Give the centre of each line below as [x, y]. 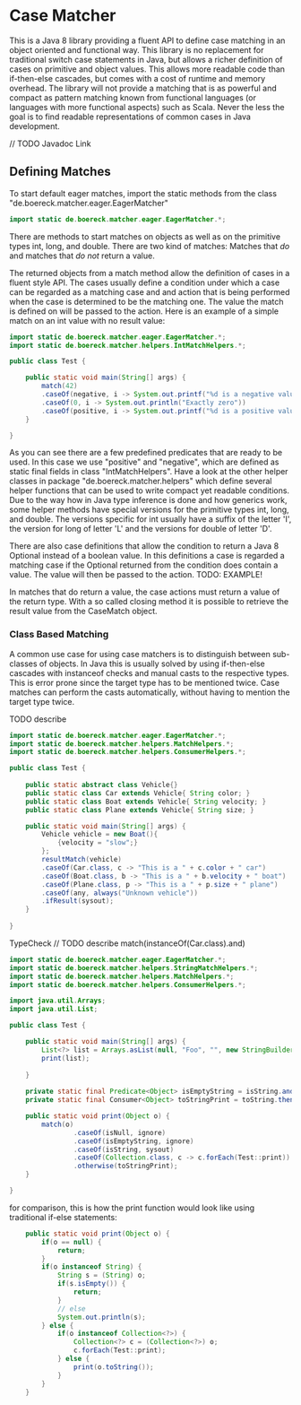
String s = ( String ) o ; [101, 1275]
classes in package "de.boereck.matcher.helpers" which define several [141, 481]
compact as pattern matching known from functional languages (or [133, 97]
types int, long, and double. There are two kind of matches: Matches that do [150, 246]
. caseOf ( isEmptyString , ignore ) [133, 1141]
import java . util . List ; [54, 1010]
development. [34, 126]
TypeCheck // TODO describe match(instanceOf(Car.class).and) [128, 943]
